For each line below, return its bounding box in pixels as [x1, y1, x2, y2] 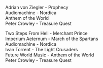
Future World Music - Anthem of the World [5, 52, 94, 58]
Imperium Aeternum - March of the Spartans [5, 36, 98, 42]
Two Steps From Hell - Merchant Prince [5, 30, 88, 36]
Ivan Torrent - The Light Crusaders [5, 47, 78, 52]
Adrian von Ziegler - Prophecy [5, 5, 68, 10]
